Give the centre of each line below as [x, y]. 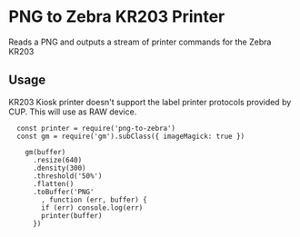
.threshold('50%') [67, 176]
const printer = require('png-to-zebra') [96, 128]
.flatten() [53, 183]
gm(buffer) [45, 152]
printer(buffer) [72, 215]
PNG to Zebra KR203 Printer [117, 17]
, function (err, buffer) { [94, 200]
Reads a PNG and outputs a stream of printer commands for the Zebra [140, 42]
